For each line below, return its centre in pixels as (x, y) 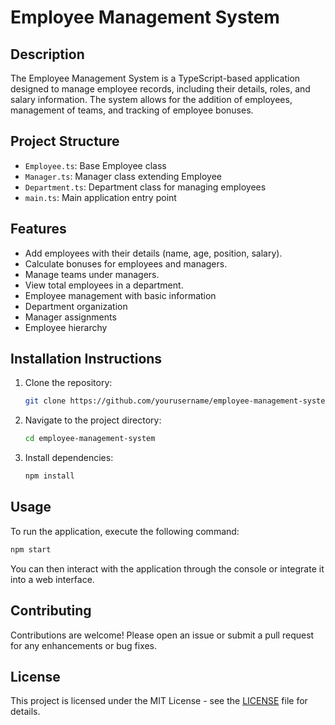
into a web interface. (52, 579)
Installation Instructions (86, 359)
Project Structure (65, 141)
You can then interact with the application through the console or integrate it (167, 568)
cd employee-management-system (90, 439)
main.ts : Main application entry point (100, 197)
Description (47, 54)
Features (38, 229)
